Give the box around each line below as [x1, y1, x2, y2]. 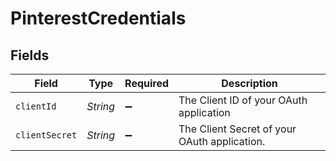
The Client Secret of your [178, 122, 297, 136]
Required [124, 77, 170, 90]
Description [221, 77, 278, 90]
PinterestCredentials [10, 7, 187, 30]
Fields [10, 47, 50, 64]
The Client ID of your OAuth [178, 93, 308, 107]
